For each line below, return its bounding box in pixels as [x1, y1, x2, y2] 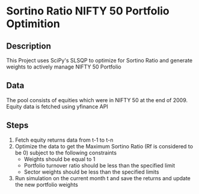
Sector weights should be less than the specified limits [23, 168, 159, 175]
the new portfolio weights [14, 181, 78, 188]
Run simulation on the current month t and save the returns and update [14, 174, 191, 181]
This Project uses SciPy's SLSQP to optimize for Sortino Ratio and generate [6, 57, 193, 64]
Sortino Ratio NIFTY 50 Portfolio [6, 4, 170, 18]
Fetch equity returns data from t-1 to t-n [14, 136, 114, 144]
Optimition [6, 17, 60, 31]
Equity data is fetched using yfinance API [6, 103, 108, 110]
